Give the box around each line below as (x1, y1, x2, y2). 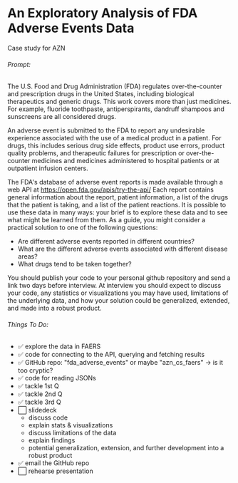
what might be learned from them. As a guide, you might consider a (7, 216, 206, 224)
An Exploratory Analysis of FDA (7, 5, 198, 21)
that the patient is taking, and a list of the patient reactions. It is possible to (7, 201, 227, 209)
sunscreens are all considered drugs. (7, 113, 116, 121)
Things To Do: (7, 320, 48, 328)
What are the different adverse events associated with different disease (17, 244, 228, 254)
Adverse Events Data (7, 20, 135, 36)
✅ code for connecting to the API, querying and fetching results (17, 350, 205, 359)
